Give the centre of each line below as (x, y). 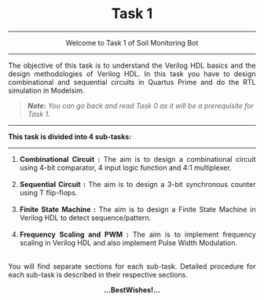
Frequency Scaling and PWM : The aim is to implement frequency (137, 234)
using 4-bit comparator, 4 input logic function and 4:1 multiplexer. (125, 167)
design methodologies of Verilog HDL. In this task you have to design (132, 73)
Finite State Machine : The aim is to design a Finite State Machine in (137, 209)
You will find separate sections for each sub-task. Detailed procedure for (132, 266)
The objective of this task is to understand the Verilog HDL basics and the (132, 65)
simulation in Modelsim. (46, 90)
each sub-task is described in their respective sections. (98, 274)
